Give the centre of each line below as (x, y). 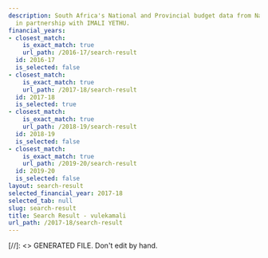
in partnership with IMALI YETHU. (73, 23)
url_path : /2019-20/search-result (80, 164)
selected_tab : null (41, 201)
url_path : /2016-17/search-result (80, 53)
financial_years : (37, 30)
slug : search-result (43, 208)
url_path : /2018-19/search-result (80, 127)
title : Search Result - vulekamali (67, 216)
